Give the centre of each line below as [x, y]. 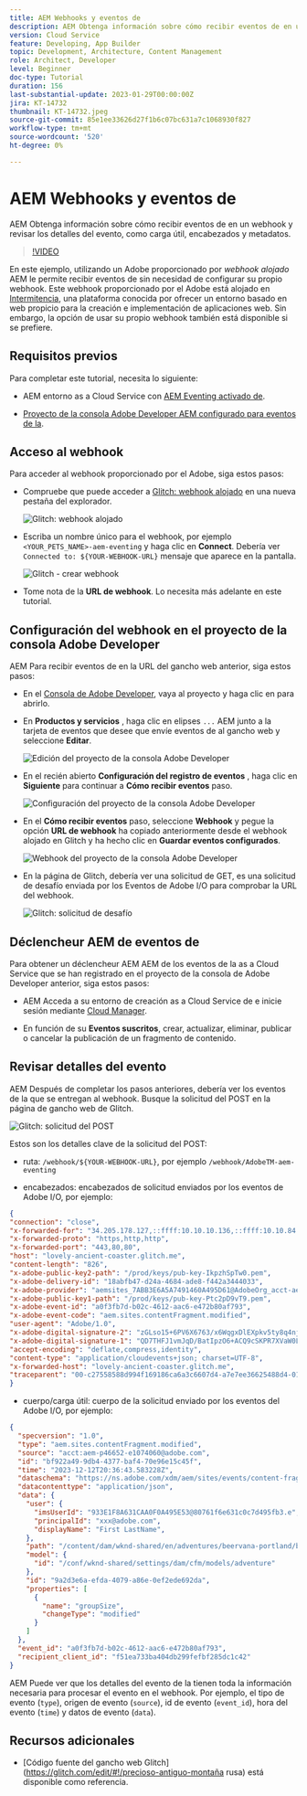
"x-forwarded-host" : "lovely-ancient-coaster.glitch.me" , [122, 1366]
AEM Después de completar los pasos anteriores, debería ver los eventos [148, 1089]
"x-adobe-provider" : [49, 1290]
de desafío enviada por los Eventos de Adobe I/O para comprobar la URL [160, 886]
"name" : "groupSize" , [84, 1606]
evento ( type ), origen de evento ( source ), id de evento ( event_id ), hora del [148, 1702]
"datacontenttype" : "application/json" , [95, 1487]
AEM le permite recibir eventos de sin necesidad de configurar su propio [146, 279]
